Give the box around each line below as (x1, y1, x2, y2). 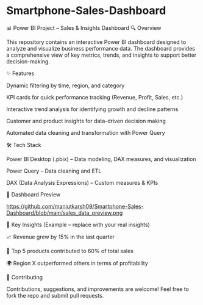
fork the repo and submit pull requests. (6, 292, 104, 299)
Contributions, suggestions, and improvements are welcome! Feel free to (6, 285, 189, 293)
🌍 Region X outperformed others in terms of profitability (6, 259, 148, 267)
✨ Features (6, 70, 35, 77)
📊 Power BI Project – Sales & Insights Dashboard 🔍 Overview (6, 24, 162, 31)
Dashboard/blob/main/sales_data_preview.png (6, 209, 123, 217)
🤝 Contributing (6, 273, 43, 281)
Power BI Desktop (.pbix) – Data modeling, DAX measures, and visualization (6, 155, 196, 162)
